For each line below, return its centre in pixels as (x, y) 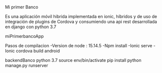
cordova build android (38, 51)
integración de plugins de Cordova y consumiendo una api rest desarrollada (81, 22)
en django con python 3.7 (31, 27)
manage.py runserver (27, 65)
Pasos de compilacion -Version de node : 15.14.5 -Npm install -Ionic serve (79, 46)
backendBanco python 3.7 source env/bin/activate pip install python (73, 60)
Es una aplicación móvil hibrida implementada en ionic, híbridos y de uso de (81, 16)
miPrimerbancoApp (24, 36)
